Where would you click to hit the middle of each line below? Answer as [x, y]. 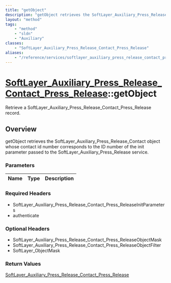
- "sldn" [24, 34]
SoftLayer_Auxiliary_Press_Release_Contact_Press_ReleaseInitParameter [89, 204]
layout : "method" [24, 19]
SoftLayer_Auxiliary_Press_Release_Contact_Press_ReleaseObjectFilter [87, 245]
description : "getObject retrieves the [48, 15]
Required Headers [28, 193]
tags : [11, 24]
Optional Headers [27, 228]
